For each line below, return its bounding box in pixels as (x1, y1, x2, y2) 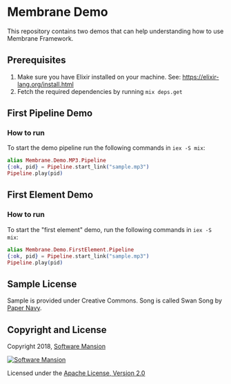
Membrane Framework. (7, 34, 74, 42)
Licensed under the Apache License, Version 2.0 (7, 369, 145, 377)
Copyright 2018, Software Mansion (7, 343, 106, 350)
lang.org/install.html (17, 80, 74, 88)
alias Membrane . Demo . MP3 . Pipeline (7, 157, 107, 164)
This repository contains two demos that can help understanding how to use (7, 27, 224, 35)
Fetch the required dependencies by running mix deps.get (17, 87, 183, 95)
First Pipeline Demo (7, 108, 93, 119)
